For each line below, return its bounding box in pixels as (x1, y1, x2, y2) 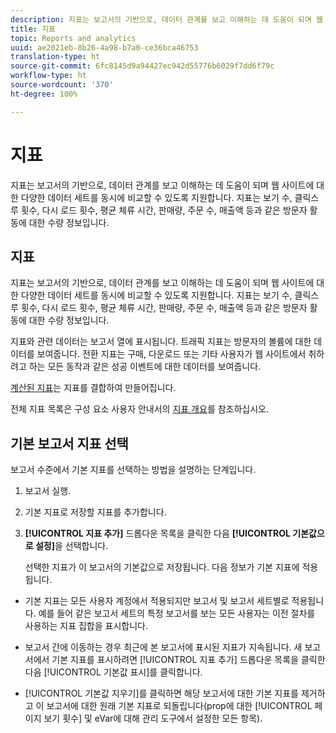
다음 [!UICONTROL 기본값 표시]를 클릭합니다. (24, 666, 203, 678)
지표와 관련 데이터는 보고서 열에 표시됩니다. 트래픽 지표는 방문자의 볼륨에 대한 (10, 336, 312, 348)
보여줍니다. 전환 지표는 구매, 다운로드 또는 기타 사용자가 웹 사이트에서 (36, 348, 307, 360)
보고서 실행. (24, 485, 72, 497)
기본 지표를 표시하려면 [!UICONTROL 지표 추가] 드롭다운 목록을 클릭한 (51, 654, 326, 666)
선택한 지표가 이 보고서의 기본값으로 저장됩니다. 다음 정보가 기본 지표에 (24, 561, 300, 573)
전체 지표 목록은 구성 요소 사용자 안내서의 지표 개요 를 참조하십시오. (10, 403, 270, 415)
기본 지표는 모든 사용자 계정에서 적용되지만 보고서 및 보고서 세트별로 (24, 595, 290, 607)
